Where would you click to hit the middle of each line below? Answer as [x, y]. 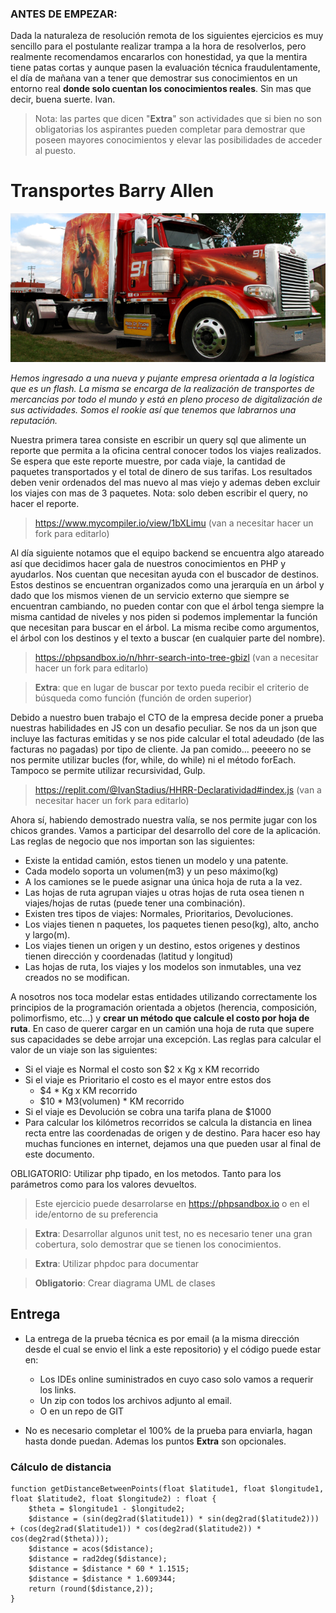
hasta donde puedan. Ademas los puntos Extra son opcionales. [155, 1441]
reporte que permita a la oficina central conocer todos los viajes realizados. [166, 450]
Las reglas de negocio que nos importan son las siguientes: [133, 841]
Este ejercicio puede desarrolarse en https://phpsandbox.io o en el [172, 1203]
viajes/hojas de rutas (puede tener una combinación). [135, 903]
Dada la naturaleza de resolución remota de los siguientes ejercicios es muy [167, 36]
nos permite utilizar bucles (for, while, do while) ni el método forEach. [153, 759]
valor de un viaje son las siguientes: [84, 1049]
